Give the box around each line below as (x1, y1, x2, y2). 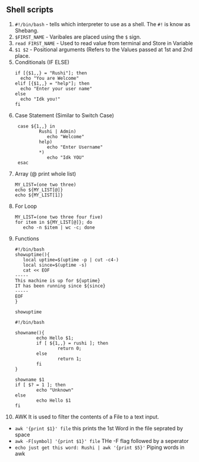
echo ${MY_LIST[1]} (14, 192, 64, 198)
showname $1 (14, 376, 45, 383)
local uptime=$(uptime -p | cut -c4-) (23, 257, 119, 263)
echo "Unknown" (36, 387, 74, 393)
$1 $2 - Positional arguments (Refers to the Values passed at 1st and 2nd (14, 46, 193, 53)
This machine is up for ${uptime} (14, 277, 100, 283)
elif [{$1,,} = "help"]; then (14, 80, 90, 86)
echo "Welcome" (46, 133, 84, 139)
